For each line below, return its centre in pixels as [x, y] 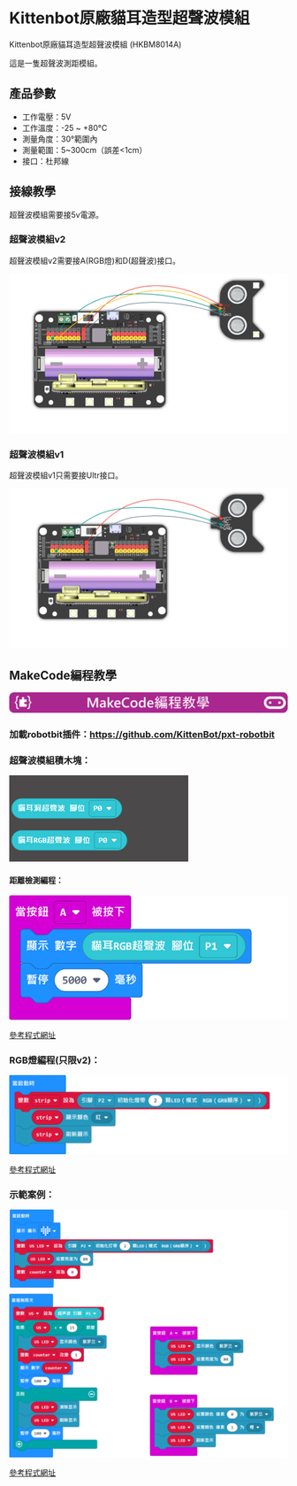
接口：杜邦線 [45, 161]
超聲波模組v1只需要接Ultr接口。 [66, 475]
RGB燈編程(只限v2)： [55, 1060]
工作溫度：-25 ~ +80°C [65, 127]
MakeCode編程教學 [63, 675]
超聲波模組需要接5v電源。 [57, 214]
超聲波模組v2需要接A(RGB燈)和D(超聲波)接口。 [95, 260]
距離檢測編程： [36, 880]
